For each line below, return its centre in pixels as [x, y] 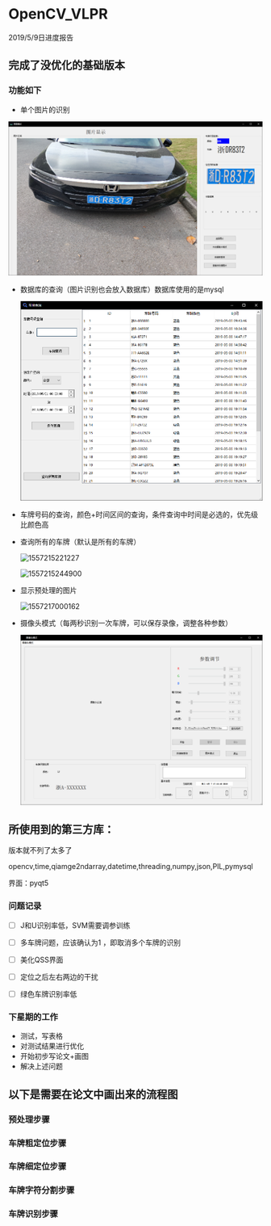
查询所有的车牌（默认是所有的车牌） [80, 542]
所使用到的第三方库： [61, 829]
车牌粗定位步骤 [38, 1143]
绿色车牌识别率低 [48, 993]
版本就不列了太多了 [40, 850]
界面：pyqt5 [29, 883]
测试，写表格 [41, 1036]
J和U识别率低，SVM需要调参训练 [75, 925]
